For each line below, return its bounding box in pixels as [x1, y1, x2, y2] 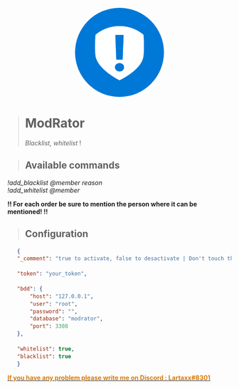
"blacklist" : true [16, 353, 72, 360]
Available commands [24, 160, 120, 172]
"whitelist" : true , [16, 345, 75, 353]
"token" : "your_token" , [16, 270, 87, 278]
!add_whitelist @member [7, 186, 80, 194]
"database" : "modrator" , [29, 315, 103, 323]
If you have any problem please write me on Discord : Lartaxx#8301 [7, 373, 211, 382]
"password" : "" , [29, 308, 78, 315]
